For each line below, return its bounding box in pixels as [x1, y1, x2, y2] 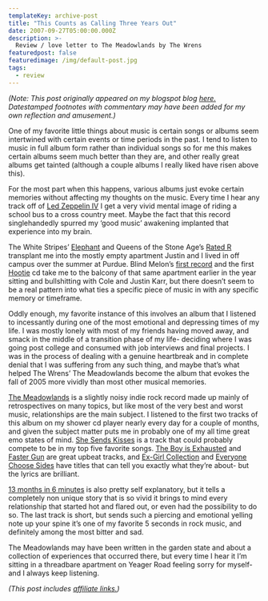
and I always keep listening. [8, 568, 100, 578]
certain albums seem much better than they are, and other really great [8, 151, 240, 161]
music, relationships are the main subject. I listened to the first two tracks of [8, 409, 258, 419]
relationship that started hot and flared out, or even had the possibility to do [8, 502, 258, 511]
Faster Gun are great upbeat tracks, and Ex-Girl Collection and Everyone [8, 452, 247, 462]
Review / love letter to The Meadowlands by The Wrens [15, 42, 202, 50]
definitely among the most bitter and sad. [8, 526, 144, 537]
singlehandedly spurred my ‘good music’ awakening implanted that [8, 218, 230, 228]
